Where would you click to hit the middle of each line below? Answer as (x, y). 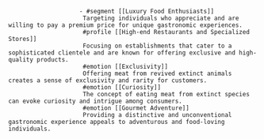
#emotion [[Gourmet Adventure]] (136, 108)
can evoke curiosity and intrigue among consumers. (95, 101)
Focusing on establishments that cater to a (157, 46)
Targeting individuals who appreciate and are (161, 18)
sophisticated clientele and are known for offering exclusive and (122, 53)
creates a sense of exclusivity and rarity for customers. (108, 81)
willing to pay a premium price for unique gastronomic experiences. (126, 25)
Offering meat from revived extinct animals (157, 73)
